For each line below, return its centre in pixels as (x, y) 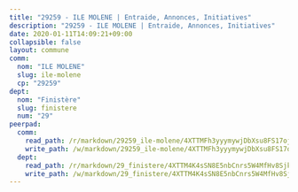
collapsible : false (45, 42)
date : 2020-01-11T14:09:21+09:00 (71, 34)
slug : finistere (47, 108)
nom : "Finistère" (49, 100)
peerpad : (25, 125)
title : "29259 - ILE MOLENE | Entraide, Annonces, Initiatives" (130, 17)
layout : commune (39, 50)
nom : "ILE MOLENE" (51, 67)
